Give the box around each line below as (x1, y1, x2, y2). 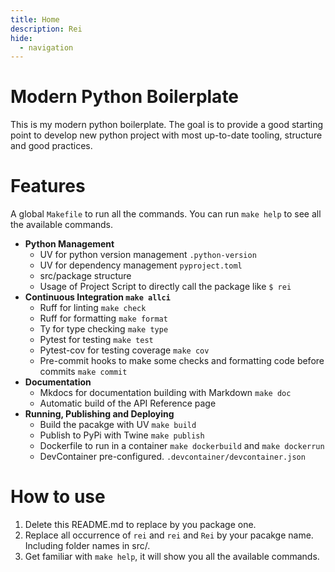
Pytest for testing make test (39, 334, 154, 346)
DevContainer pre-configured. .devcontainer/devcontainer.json (39, 451, 306, 463)
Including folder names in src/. (24, 540, 151, 552)
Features (10, 175, 86, 198)
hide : (10, 33, 33, 43)
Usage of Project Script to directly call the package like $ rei (39, 281, 292, 293)
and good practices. (10, 140, 93, 152)
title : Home (10, 14, 60, 25)
